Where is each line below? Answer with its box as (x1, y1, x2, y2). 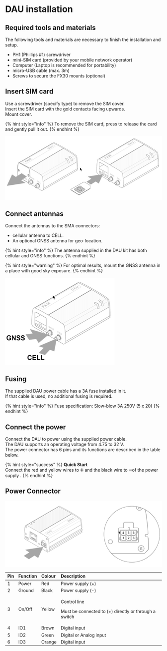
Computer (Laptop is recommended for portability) (12, 62, 116, 68)
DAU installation (5, 3, 73, 15)
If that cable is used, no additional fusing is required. (5, 393, 113, 399)
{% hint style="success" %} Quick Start (5, 462, 88, 468)
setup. (5, 42, 18, 48)
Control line (61, 599, 84, 605)
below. (5, 452, 19, 458)
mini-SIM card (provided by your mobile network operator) (12, 57, 133, 63)
